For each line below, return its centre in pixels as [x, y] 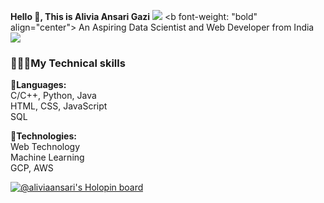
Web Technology [45, 147]
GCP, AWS [32, 168]
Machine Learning [47, 157]
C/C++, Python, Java [53, 96]
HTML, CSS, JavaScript [59, 106]
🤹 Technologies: [43, 136]
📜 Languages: [38, 85]
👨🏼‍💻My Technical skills [68, 63]
